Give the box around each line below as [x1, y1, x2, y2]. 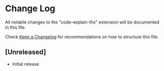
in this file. [5, 24, 26, 30]
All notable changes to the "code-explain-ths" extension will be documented [5, 19, 160, 25]
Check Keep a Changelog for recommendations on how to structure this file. [5, 34, 159, 40]
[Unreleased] [5, 48, 47, 56]
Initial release [12, 61, 39, 67]
